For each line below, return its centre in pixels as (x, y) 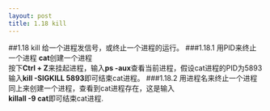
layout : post (30, 16)
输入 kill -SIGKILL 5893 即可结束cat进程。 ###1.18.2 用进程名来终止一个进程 (133, 78)
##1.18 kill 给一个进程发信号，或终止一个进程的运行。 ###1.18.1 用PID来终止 (133, 47)
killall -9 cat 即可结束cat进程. (56, 98)
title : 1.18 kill (38, 23)
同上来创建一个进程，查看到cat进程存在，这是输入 (92, 88)
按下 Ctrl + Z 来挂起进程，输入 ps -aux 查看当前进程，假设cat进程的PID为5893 (135, 68)
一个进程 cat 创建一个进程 (51, 58)
